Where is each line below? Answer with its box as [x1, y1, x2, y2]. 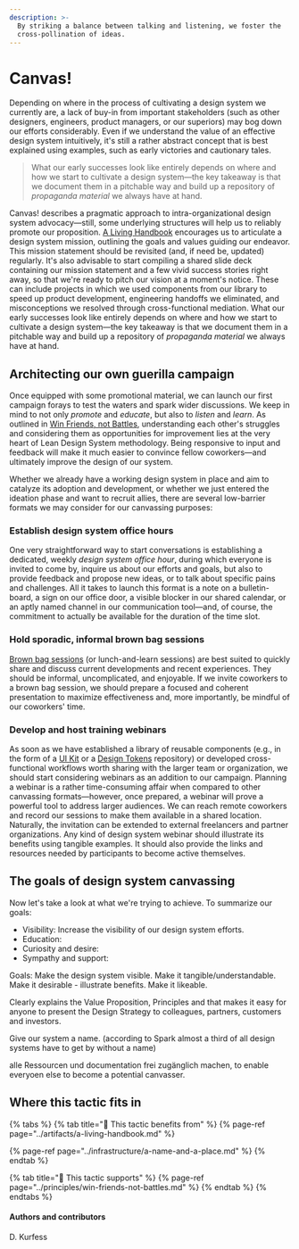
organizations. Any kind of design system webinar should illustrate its [9, 829, 265, 840]
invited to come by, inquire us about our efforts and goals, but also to [9, 564, 263, 575]
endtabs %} [9, 1191, 54, 1202]
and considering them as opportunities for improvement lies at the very [9, 428, 270, 439]
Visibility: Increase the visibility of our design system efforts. [21, 924, 245, 935]
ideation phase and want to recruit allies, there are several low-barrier [9, 492, 266, 504]
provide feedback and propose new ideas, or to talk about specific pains [9, 573, 276, 584]
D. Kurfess [9, 1231, 47, 1242]
